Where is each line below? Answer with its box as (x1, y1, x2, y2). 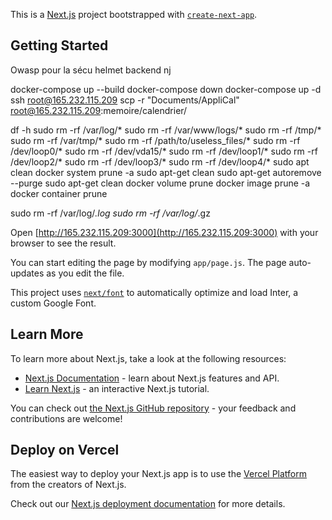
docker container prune (10, 187, 108, 199)
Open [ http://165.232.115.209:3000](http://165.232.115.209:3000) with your (10, 226, 319, 238)
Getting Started (10, 37, 109, 54)
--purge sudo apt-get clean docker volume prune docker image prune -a (10, 177, 311, 189)
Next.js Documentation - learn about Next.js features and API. (24, 372, 280, 384)
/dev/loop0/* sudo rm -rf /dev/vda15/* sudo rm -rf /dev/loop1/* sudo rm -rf (10, 145, 318, 157)
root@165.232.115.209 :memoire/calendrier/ (10, 104, 188, 116)
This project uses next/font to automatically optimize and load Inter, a (10, 286, 299, 298)
